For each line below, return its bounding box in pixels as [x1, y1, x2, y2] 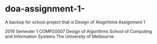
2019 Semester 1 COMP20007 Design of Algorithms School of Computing [5, 28, 152, 34]
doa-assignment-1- [5, 3, 85, 14]
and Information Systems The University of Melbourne [5, 33, 114, 39]
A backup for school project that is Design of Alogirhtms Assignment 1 [5, 19, 146, 25]
